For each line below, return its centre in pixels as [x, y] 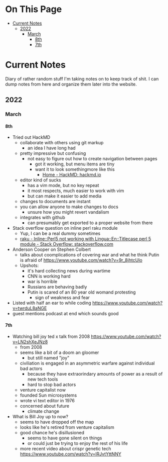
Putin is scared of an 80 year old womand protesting [82, 292]
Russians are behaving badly [57, 287]
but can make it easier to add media [64, 196]
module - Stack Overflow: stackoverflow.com [67, 244]
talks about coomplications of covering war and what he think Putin [90, 255]
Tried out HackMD [31, 137]
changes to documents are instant [55, 202]
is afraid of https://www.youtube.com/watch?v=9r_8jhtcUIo [81, 260]
